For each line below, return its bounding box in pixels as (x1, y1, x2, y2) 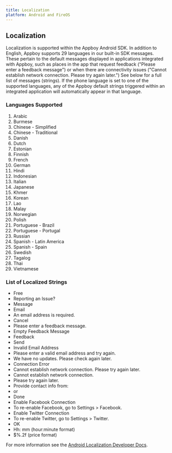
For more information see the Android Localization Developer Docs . (6, 442, 148, 448)
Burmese (13, 119, 33, 125)
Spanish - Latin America (13, 238, 64, 244)
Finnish (13, 151, 29, 157)
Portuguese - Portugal (13, 227, 60, 233)
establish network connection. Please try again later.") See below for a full (6, 72, 162, 78)
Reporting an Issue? (13, 296, 56, 302)
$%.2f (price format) (13, 431, 57, 438)
